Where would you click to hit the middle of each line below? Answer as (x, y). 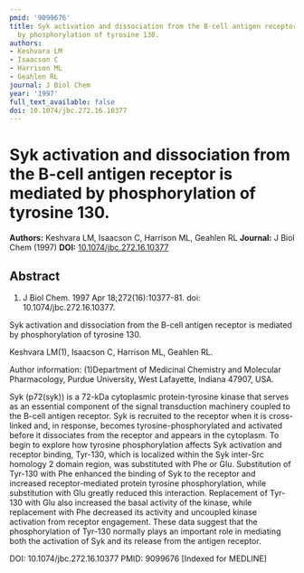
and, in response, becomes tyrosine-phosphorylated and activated (158, 425)
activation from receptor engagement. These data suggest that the (133, 522)
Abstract (35, 276)
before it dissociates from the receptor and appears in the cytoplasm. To (144, 435)
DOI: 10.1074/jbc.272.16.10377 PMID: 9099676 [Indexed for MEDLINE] (138, 559)
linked (21, 425)
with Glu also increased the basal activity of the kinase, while (138, 502)
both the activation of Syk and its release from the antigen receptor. (135, 541)
